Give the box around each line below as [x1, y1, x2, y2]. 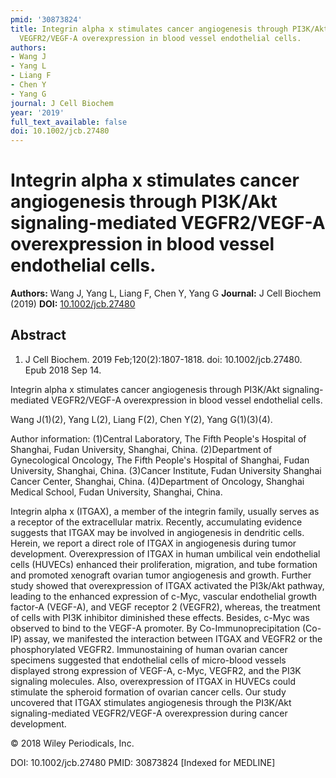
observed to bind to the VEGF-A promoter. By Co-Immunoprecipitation [10, 622, 301, 634]
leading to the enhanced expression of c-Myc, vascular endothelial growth [10, 590, 318, 602]
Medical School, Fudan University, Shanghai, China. [10, 486, 223, 498]
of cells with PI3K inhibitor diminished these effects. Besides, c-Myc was [10, 611, 310, 623]
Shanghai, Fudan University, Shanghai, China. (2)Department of [10, 443, 273, 455]
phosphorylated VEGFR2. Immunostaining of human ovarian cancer [10, 643, 288, 655]
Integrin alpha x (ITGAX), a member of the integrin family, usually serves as [10, 505, 320, 517]
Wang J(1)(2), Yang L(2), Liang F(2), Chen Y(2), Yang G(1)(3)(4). [10, 413, 273, 425]
